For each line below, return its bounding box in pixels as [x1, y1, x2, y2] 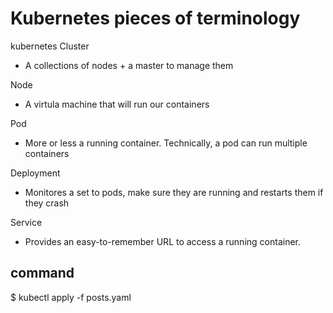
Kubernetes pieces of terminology [10, 7, 301, 30]
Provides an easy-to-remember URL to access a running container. [24, 235, 301, 247]
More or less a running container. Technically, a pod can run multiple [24, 137, 308, 149]
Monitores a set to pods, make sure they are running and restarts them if [24, 186, 324, 198]
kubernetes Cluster [10, 40, 90, 52]
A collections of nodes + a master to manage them [24, 59, 234, 71]
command [10, 265, 75, 282]
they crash [24, 197, 70, 209]
